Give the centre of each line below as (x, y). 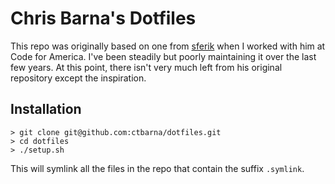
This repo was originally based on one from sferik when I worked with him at (168, 46)
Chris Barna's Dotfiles (103, 18)
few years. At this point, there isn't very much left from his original (146, 67)
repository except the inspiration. (78, 78)
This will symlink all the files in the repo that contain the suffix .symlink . (157, 168)
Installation (46, 109)
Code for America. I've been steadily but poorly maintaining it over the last (163, 56)
